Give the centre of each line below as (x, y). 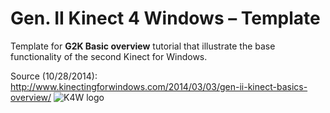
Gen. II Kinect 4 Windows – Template (165, 18)
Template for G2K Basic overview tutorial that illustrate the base (143, 46)
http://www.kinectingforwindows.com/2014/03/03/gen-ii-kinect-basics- (159, 86)
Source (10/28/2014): (54, 76)
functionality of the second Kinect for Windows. (109, 56)
